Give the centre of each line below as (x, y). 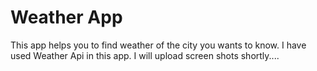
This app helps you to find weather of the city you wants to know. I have (158, 45)
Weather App (66, 17)
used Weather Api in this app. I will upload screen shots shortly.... (145, 55)
